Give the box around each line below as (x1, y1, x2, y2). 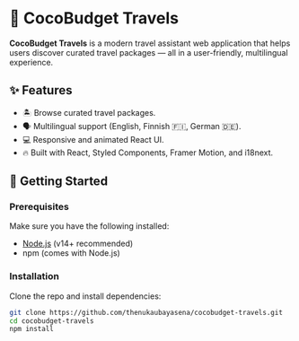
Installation (9, 270, 60, 283)
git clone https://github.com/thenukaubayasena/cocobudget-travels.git (9, 308, 283, 317)
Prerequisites (9, 201, 69, 214)
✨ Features (9, 83, 73, 98)
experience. (9, 57, 54, 67)
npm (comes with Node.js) (22, 248, 121, 258)
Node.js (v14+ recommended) (22, 238, 134, 249)
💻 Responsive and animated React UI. (22, 134, 164, 144)
